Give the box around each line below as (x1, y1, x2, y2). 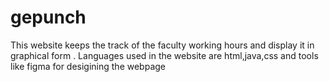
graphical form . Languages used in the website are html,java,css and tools (10, 49, 319, 61)
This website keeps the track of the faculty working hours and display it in (10, 39, 315, 51)
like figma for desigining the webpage (10, 60, 167, 72)
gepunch (10, 6, 87, 29)
